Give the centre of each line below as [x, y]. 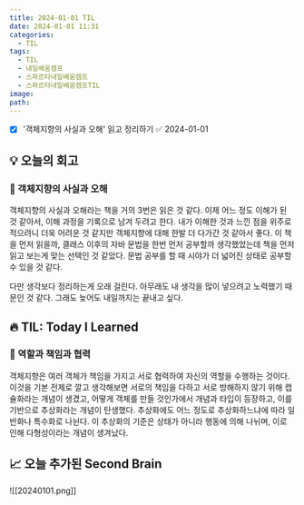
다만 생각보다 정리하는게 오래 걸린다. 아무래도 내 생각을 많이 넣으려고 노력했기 [146, 286]
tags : [20, 52]
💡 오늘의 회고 [44, 160]
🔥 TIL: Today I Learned [74, 327]
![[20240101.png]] [43, 490]
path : [20, 102]
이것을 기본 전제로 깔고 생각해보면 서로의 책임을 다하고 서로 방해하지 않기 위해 [146, 387]
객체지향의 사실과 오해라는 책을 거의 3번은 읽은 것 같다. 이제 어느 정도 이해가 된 [148, 211]
